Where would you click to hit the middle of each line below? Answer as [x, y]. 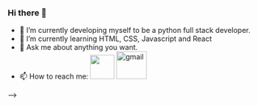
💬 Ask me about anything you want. [78, 47]
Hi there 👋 [27, 13]
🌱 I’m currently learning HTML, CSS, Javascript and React [115, 39]
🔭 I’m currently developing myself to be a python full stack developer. [135, 31]
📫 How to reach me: [54, 76]
